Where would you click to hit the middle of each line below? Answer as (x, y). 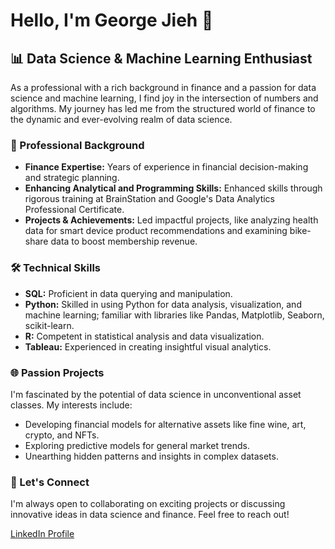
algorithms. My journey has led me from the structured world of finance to (163, 108)
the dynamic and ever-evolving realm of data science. (121, 119)
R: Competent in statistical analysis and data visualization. (144, 336)
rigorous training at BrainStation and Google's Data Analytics (150, 199)
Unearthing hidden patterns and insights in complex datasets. (151, 456)
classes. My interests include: (71, 405)
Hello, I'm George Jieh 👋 (112, 20)
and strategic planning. (72, 178)
